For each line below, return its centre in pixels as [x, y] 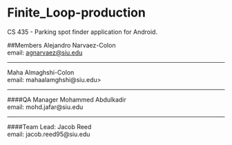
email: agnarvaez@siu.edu [45, 52]
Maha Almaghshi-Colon [41, 72]
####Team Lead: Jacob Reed [49, 126]
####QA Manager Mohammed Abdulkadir [67, 99]
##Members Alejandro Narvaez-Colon [61, 45]
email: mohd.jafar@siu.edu [45, 107]
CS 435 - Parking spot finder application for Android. [82, 32]
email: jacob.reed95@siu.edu [49, 134]
